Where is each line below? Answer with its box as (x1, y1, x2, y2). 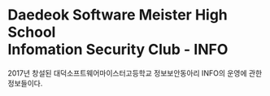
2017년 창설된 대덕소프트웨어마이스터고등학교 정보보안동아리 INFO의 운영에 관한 (7, 68, 263, 78)
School (7, 23, 56, 41)
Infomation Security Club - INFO (7, 41, 229, 59)
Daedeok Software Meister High (7, 6, 229, 24)
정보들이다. (7, 78, 43, 88)
